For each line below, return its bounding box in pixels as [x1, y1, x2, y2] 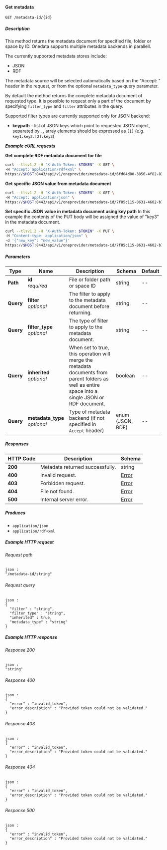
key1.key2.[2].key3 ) [12, 133, 55, 139]
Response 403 [5, 720, 35, 726]
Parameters [5, 254, 30, 260]
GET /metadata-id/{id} [5, 15, 52, 20]
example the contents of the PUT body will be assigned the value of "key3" [5, 214, 159, 220]
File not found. [40, 488, 74, 495]
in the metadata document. [5, 219, 61, 225]
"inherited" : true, [9, 615, 52, 620]
